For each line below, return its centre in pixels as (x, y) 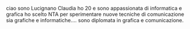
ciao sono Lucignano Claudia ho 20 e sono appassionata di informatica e (94, 8)
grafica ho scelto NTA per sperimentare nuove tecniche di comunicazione (95, 14)
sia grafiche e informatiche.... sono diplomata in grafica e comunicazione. (95, 20)
